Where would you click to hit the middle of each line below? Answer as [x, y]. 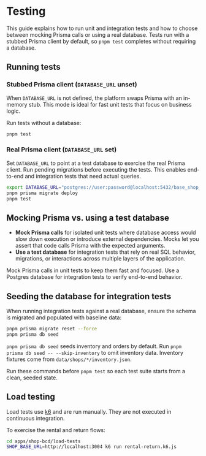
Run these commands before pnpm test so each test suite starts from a [96, 371]
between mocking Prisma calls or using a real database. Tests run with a [98, 34]
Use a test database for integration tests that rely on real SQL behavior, [105, 252]
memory [17, 104]
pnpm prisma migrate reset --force [52, 329]
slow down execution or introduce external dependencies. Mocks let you [107, 239]
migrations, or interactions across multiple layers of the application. [100, 259]
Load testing [31, 397]
